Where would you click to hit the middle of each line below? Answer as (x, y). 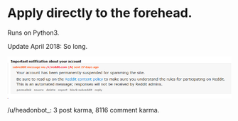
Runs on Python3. (33, 33)
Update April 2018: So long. (48, 46)
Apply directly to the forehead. (100, 13)
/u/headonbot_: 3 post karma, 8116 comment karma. (83, 110)
